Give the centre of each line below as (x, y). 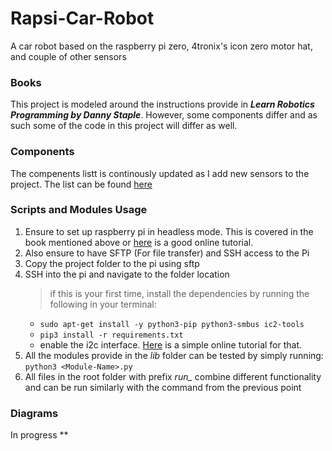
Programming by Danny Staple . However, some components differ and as (164, 115)
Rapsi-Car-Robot (82, 18)
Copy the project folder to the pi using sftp (112, 263)
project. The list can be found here (81, 184)
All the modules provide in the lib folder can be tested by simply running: (174, 355)
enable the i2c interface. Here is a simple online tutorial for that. (171, 344)
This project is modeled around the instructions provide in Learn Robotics (162, 104)
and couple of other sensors (68, 56)
